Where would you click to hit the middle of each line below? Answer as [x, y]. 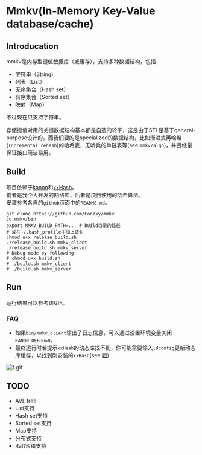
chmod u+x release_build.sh [42, 237]
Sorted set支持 [33, 423]
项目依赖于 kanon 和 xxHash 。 [42, 187]
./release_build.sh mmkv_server [47, 248]
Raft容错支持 [30, 445]
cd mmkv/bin [21, 219]
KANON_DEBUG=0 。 [35, 340]
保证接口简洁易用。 [30, 153]
